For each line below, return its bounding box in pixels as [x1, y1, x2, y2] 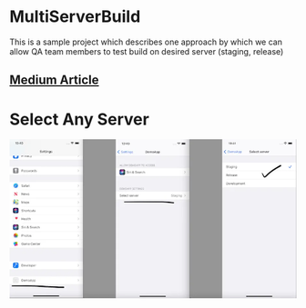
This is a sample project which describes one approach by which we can [9, 36, 282, 47]
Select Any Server [9, 109, 150, 129]
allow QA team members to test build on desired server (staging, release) [9, 45, 284, 56]
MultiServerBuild [9, 6, 141, 27]
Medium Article [9, 73, 99, 88]
